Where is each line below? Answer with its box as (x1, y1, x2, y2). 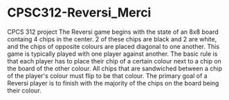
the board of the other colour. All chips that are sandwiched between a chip (7, 64, 223, 72)
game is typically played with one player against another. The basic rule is (7, 50, 218, 58)
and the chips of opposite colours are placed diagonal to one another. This (7, 42, 220, 50)
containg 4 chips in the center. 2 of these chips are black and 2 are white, (7, 34, 217, 43)
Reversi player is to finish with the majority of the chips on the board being (7, 79, 219, 87)
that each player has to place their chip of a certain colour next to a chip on (7, 57, 221, 65)
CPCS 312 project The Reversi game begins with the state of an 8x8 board (7, 28, 219, 36)
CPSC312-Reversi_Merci (7, 5, 152, 21)
